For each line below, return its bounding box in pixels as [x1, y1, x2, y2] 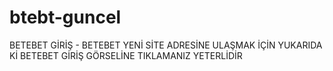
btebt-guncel [9, 6, 122, 29]
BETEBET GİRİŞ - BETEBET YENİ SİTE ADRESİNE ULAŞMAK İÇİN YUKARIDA [9, 39, 323, 51]
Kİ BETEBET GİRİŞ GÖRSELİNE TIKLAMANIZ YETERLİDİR [9, 49, 243, 61]
